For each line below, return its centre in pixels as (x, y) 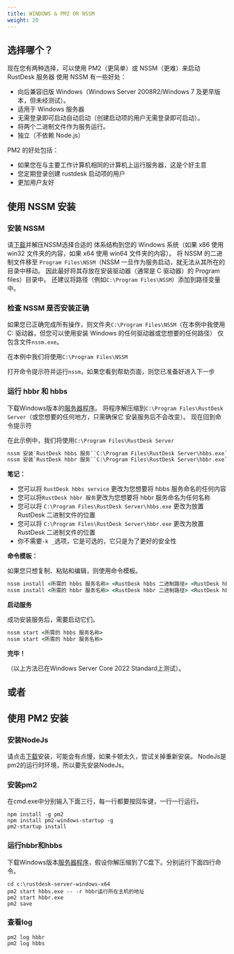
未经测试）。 (53, 100)
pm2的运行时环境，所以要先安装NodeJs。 (68, 765)
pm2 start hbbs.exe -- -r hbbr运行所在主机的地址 (76, 891)
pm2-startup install (37, 827)
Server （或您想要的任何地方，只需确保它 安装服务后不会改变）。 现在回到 (111, 416)
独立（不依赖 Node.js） (51, 135)
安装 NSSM (26, 228)
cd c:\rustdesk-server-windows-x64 (59, 884)
